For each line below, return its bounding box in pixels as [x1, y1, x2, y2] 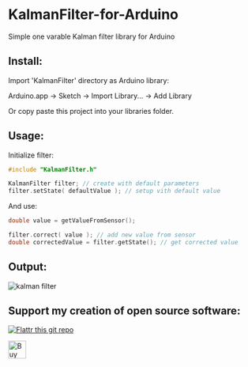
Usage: [8, 129, 45, 143]
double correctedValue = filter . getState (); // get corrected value [8, 238, 239, 246]
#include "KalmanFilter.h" [8, 165, 97, 173]
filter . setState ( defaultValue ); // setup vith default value [8, 187, 221, 195]
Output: [8, 260, 47, 274]
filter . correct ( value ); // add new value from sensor [8, 231, 196, 239]
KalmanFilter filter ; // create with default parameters [8, 180, 200, 187]
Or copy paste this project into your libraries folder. [8, 106, 174, 115]
